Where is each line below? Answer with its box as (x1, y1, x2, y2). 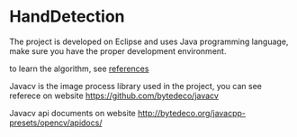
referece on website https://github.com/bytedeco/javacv (9, 90, 219, 101)
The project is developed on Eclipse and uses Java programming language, (9, 36, 289, 47)
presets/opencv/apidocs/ (9, 117, 103, 128)
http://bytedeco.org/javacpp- (138, 107, 246, 118)
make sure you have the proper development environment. (9, 45, 227, 56)
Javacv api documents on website (9, 107, 137, 118)
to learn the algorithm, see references (9, 63, 149, 74)
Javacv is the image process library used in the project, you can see (9, 80, 263, 91)
